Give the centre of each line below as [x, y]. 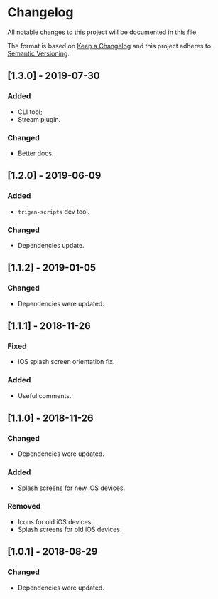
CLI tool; [30, 112]
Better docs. [36, 153]
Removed [24, 506]
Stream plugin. [39, 119]
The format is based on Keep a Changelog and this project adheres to [109, 46]
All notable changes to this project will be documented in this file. [103, 32]
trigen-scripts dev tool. [54, 212]
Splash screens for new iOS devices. [71, 488]
